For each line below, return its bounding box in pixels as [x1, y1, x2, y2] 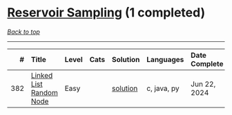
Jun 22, [191, 79, 216, 89]
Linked [30, 70, 53, 80]
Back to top [7, 28, 40, 36]
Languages [146, 54, 184, 64]
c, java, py [146, 83, 180, 93]
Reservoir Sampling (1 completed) [7, 5, 206, 21]
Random [30, 87, 59, 97]
